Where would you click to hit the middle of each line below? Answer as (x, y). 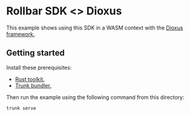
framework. (21, 34)
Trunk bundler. (33, 85)
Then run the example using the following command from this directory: (95, 97)
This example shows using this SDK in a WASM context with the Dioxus (95, 28)
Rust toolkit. (30, 79)
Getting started (36, 53)
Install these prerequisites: (39, 67)
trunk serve (21, 108)
